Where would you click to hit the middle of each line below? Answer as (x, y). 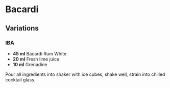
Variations (22, 28)
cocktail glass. (20, 79)
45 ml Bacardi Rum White (40, 53)
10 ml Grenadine (30, 64)
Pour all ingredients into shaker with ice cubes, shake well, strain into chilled (85, 74)
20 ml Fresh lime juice (36, 59)
